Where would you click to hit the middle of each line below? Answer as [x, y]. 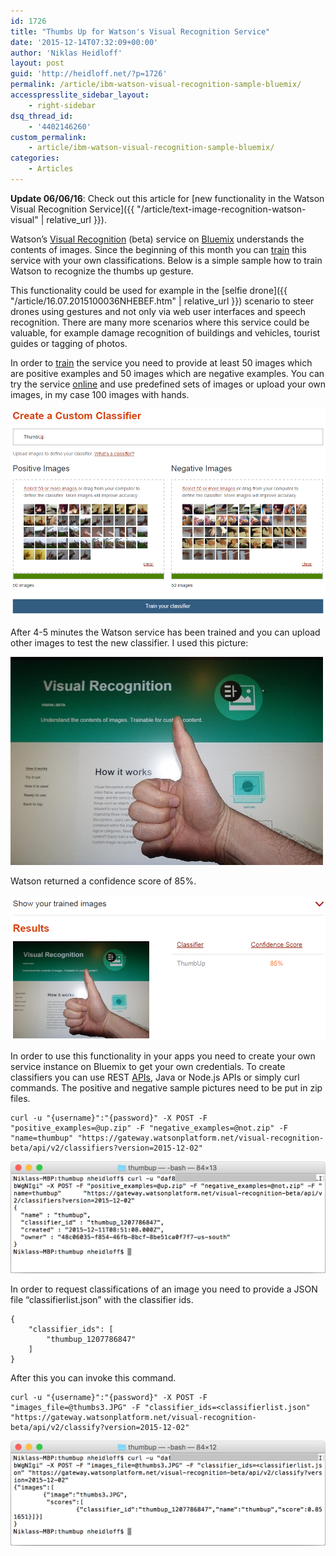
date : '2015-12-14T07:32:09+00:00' [84, 42]
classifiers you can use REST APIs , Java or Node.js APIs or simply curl [155, 1077]
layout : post [37, 63]
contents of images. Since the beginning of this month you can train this [158, 249]
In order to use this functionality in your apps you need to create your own [163, 1056]
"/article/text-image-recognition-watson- [221, 209]
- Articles [51, 169]
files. [20, 1098]
